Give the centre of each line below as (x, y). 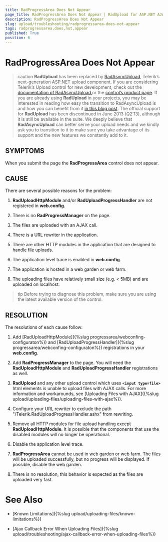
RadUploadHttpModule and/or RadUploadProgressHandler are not (82, 201)
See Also (24, 500)
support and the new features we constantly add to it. (73, 135)
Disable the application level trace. (48, 444)
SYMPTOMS (25, 151)
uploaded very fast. (32, 480)
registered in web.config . (39, 206)
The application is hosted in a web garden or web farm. (69, 269)
